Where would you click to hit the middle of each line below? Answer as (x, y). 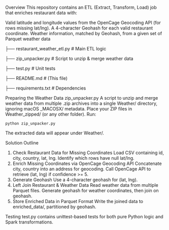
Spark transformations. (29, 222)
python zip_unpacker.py (30, 124)
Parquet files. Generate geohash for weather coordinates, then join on (86, 191)
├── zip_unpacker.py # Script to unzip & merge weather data (69, 59)
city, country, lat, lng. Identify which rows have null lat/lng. (73, 158)
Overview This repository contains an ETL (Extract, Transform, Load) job (81, 7)
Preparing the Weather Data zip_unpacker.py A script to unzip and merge (82, 98)
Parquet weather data (28, 39)
